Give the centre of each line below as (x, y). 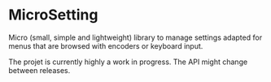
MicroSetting (53, 15)
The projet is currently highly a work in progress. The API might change (128, 62)
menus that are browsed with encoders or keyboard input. (106, 45)
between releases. (39, 70)
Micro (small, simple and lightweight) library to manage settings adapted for (135, 37)
